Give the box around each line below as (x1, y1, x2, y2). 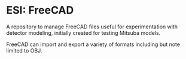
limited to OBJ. (6, 47, 42, 54)
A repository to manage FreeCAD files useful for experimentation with (6, 23, 178, 30)
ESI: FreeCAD (6, 4, 74, 17)
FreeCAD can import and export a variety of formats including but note (6, 41, 181, 48)
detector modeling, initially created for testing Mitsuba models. (6, 29, 161, 36)
